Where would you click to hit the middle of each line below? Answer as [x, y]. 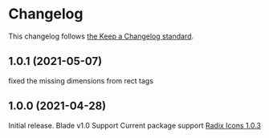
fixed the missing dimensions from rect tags [81, 80]
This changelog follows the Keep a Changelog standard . [101, 36]
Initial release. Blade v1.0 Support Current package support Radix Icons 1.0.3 [135, 125]
